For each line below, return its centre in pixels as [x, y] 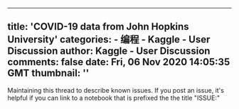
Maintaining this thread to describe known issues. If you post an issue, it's [116, 90]
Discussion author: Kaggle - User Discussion [109, 51]
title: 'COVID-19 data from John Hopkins [99, 27]
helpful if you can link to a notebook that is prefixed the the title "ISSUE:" [114, 98]
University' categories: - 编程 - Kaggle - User [109, 40]
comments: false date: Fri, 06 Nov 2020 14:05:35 [119, 62]
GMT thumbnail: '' [48, 73]
